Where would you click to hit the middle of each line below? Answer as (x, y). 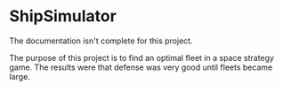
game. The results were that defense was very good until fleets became (141, 67)
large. (20, 76)
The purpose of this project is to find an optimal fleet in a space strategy (141, 57)
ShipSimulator (63, 16)
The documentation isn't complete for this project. (101, 41)
